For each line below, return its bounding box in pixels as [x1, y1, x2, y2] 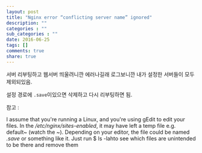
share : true [6, 53, 36, 59]
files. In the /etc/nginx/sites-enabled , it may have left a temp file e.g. [6, 122, 176, 129]
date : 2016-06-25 [6, 37, 50, 43]
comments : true [6, 48, 45, 54]
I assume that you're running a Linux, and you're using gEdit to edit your [6, 115, 185, 123]
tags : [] [6, 43, 28, 49]
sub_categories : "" [6, 31, 58, 37]
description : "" [6, 20, 47, 26]
